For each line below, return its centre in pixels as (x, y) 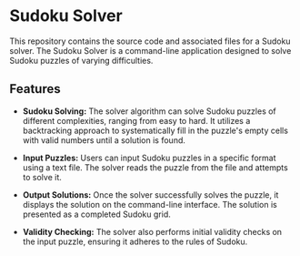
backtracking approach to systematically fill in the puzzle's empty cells (155, 130)
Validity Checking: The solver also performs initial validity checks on (152, 231)
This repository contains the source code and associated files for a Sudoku (150, 41)
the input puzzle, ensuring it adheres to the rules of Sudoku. (135, 241)
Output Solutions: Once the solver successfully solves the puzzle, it (150, 195)
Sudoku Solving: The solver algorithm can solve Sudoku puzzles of (150, 111)
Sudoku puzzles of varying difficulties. (81, 60)
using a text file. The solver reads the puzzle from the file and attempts (155, 167)
